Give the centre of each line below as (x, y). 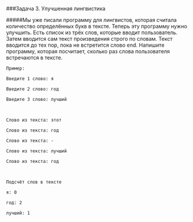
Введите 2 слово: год (33, 89)
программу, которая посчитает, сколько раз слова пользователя (88, 51)
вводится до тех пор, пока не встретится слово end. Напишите (85, 45)
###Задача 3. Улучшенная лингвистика (56, 9)
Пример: (16, 68)
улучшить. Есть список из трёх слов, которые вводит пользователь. (92, 32)
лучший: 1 (18, 213)
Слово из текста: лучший (36, 151)
